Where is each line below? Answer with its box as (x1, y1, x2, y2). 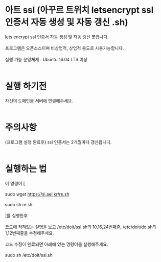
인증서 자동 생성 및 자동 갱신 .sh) (5, 17, 128, 28)
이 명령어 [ (5, 180, 25, 186)
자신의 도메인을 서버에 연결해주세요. (5, 97, 73, 103)
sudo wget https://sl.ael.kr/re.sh (5, 191, 69, 197)
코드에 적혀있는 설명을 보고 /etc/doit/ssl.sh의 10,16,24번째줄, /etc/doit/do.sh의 (5, 224, 157, 230)
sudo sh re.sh (5, 201, 33, 207)
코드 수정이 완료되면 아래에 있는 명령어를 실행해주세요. (5, 241, 109, 247)
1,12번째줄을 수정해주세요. (5, 230, 54, 236)
